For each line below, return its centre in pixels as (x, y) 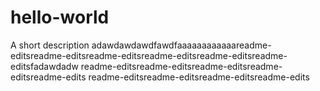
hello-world (60, 17)
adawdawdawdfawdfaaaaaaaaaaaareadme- (181, 45)
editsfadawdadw (44, 66)
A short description (50, 45)
